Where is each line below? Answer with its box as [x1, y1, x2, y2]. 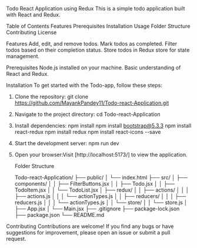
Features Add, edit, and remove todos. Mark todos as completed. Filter [6, 41, 178, 47]
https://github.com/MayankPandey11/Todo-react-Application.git [14, 99, 169, 106]
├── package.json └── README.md [14, 212, 105, 218]
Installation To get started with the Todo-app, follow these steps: [6, 82, 163, 89]
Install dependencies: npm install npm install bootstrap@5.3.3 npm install [14, 122, 192, 129]
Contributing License [6, 29, 57, 36]
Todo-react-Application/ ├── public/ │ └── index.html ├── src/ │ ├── [14, 174, 188, 181]
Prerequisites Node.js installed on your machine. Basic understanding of [6, 64, 181, 71]
